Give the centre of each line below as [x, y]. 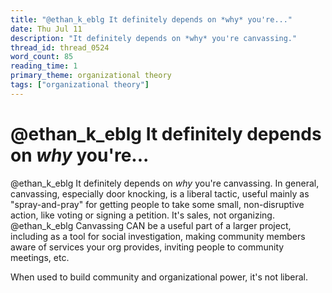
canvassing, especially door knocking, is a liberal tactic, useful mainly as [160, 193]
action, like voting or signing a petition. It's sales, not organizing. [142, 215]
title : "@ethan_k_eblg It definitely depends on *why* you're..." [151, 19]
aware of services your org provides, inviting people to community [147, 247]
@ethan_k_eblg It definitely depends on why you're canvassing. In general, [165, 183]
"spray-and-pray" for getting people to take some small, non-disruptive [157, 204]
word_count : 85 [42, 57]
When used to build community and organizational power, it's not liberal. [159, 277]
